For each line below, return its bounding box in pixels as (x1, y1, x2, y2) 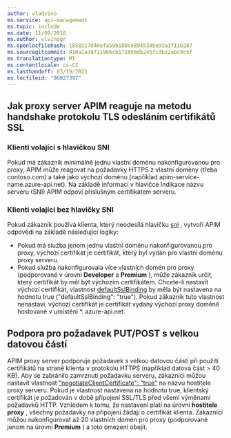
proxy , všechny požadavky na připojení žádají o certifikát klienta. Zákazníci (7, 408, 223, 417)
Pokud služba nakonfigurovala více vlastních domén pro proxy (17, 264, 194, 272)
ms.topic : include (7, 23, 60, 30)
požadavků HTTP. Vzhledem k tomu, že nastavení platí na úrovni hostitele (7, 401, 218, 409)
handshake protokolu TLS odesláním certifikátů (7, 111, 216, 122)
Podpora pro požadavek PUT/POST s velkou (7, 327, 199, 339)
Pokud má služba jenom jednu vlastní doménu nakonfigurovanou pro (17, 241, 212, 250)
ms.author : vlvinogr (7, 36, 67, 43)
